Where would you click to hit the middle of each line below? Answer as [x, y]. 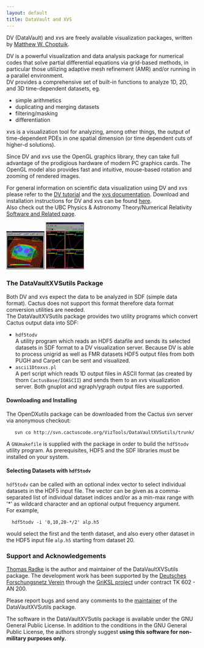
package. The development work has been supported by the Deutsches [97, 576]
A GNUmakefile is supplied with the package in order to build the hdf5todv [97, 444]
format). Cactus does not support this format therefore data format [90, 303]
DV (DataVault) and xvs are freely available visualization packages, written [100, 37]
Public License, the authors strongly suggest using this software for [92, 632]
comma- [170, 491]
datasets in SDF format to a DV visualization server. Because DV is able [104, 347]
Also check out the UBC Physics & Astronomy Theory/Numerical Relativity [99, 207]
